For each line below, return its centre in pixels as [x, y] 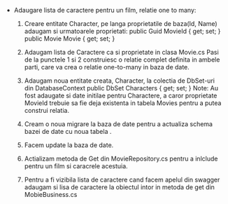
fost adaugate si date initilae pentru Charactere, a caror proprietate [121, 95]
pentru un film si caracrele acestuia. [76, 166]
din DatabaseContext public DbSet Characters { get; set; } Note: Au [121, 88]
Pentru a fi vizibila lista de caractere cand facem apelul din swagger [122, 179]
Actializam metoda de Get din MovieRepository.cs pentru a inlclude [121, 158]
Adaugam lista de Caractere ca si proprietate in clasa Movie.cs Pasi [121, 52]
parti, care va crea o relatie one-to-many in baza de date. [107, 67]
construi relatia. [47, 110]
